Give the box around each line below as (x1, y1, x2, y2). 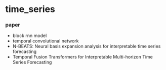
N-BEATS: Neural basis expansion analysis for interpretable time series (12, 43, 161, 49)
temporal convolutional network (12, 38, 79, 44)
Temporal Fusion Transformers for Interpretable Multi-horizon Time (12, 54, 153, 60)
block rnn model (12, 32, 47, 38)
